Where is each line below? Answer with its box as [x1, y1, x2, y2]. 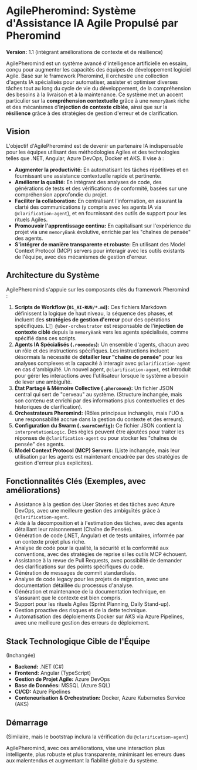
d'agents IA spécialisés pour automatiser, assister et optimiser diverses [6, 78, 178, 86]
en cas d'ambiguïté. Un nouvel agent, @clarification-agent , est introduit [14, 365, 191, 373]
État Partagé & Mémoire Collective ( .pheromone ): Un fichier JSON [14, 384, 174, 391]
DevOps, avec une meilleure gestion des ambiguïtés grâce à [14, 507, 160, 514]
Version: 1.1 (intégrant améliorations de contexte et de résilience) [6, 48, 163, 55]
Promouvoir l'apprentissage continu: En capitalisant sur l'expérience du [14, 222, 191, 229]
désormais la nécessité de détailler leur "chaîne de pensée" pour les [14, 353, 183, 360]
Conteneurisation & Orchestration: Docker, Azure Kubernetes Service [14, 694, 186, 701]
